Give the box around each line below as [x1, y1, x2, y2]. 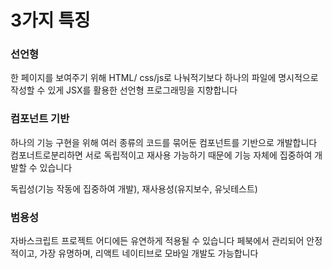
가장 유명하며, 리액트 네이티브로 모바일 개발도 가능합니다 [39, 247, 259, 260]
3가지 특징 [10, 9, 91, 32]
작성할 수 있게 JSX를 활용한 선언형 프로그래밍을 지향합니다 [10, 84, 238, 96]
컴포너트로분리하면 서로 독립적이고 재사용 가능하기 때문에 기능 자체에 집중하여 [10, 149, 313, 161]
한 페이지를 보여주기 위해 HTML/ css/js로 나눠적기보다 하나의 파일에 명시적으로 [10, 72, 319, 84]
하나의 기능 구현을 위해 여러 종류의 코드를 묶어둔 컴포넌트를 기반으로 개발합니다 [10, 136, 318, 148]
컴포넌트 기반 [10, 112, 70, 126]
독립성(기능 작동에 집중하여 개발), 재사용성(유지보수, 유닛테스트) [10, 182, 258, 195]
